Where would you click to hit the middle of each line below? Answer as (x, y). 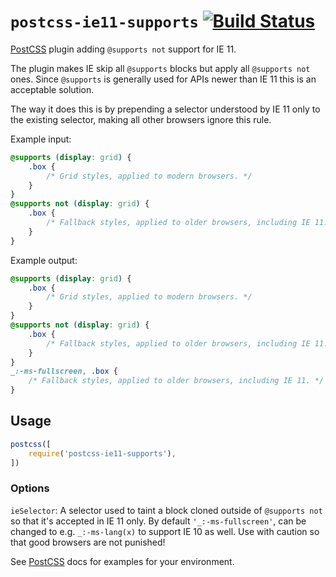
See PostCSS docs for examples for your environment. (122, 561)
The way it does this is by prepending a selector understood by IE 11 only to (165, 109)
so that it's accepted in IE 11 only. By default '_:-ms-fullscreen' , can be (158, 521)
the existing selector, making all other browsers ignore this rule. (141, 119)
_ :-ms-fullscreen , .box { (64, 371)
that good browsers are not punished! (88, 542)
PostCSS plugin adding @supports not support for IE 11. (123, 49)
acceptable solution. (52, 89)
